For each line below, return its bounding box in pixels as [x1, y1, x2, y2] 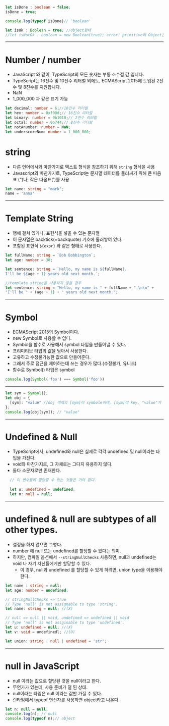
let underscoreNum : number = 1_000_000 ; [5, 129, 92, 134]
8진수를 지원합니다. [23, 84, 61, 90]
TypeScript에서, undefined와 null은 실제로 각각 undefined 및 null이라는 [12, 448, 155, 454]
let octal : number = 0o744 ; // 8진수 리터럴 [5, 120, 93, 125]
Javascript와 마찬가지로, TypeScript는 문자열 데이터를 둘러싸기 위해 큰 [12, 170, 152, 176]
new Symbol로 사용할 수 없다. [12, 335, 72, 341]
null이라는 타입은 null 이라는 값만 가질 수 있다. [12, 690, 103, 696]
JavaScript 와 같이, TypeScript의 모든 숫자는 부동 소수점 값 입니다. [12, 71, 144, 78]
